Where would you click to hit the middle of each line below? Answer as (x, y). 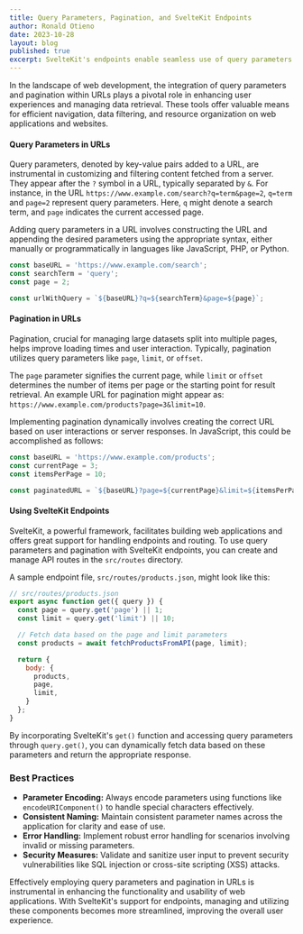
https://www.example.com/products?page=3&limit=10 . (107, 404)
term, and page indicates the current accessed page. (107, 212)
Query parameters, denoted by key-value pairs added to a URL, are (134, 164)
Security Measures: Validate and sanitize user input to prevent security (156, 855)
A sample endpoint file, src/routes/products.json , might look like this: (140, 577)
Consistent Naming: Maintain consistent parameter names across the (152, 817)
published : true (40, 51)
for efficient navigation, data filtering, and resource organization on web (143, 114)
